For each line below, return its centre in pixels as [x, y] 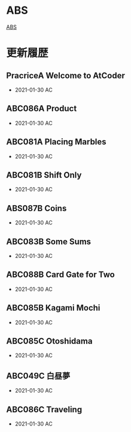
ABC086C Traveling [44, 410]
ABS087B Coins [36, 208]
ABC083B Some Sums [49, 241]
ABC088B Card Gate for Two [60, 275]
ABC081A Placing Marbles [56, 142]
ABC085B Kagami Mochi [53, 308]
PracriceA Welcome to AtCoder [66, 75]
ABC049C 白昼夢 [38, 375]
